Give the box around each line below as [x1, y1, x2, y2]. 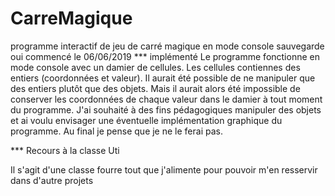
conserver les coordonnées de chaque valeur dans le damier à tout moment [10, 93, 323, 105]
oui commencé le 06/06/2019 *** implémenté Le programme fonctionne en [10, 50, 320, 62]
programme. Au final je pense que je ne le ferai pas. [10, 125, 223, 137]
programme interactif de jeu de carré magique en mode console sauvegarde [10, 40, 325, 52]
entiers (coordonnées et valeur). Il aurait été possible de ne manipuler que [10, 72, 316, 84]
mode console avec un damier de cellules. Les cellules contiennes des [10, 61, 301, 73]
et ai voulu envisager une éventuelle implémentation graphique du [10, 114, 283, 126]
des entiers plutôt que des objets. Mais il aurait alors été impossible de [10, 82, 301, 94]
